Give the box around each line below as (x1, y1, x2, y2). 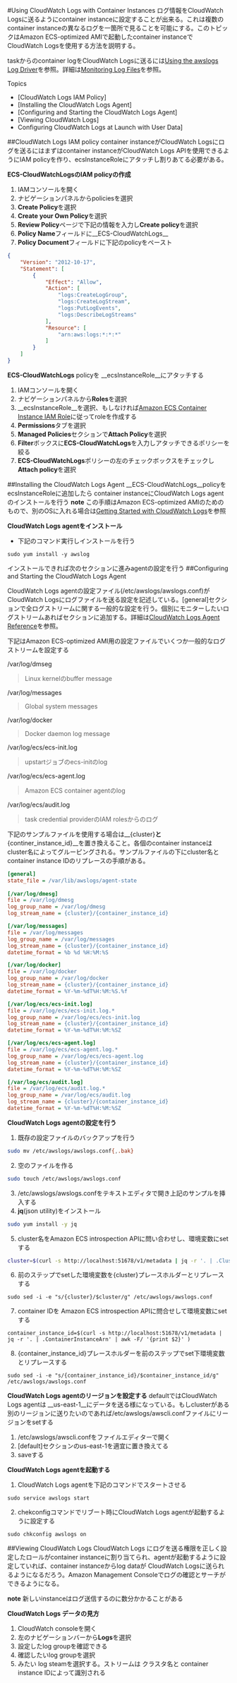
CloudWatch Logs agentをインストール (7, 521, 123, 530)
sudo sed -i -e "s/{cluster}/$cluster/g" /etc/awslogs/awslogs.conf (7, 1293, 213, 1301)
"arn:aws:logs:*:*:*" (57, 331, 121, 338)
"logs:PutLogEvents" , (57, 305, 121, 312)
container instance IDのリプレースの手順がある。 (7, 856, 150, 864)
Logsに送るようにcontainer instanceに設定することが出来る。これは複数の (7, 15, 224, 23)
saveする (17, 1451, 44, 1459)
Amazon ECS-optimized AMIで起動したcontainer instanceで (19, 32, 194, 41)
